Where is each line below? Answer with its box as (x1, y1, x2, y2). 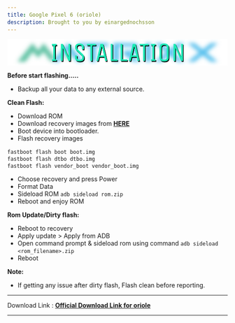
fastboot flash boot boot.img (7, 148, 96, 155)
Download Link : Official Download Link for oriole (7, 301, 151, 309)
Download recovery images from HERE (17, 119, 130, 127)
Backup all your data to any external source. (17, 85, 145, 93)
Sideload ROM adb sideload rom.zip (17, 189, 124, 198)
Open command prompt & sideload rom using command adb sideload (17, 238, 219, 247)
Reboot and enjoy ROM (17, 196, 85, 206)
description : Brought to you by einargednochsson (7, 18, 155, 26)
